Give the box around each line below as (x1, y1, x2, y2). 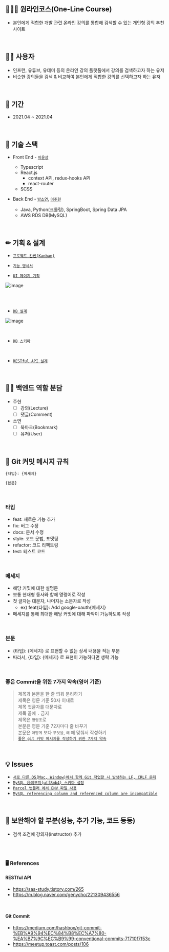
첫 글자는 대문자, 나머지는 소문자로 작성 (12, 598, 91, 604)
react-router (28, 181, 54, 187)
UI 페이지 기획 (12, 273, 40, 279)
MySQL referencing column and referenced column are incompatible (12, 791, 158, 796)
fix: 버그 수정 (12, 522, 39, 528)
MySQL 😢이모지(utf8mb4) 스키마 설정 (12, 780, 84, 785)
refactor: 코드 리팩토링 (12, 542, 59, 548)
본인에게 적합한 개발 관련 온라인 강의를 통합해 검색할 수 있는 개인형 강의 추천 (12, 20, 165, 26)
